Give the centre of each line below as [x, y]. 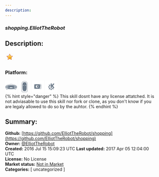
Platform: [16, 73]
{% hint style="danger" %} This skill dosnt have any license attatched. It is [80, 96]
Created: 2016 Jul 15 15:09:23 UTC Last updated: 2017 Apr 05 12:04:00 [77, 149]
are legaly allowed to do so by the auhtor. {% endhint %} [62, 106]
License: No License [26, 159]
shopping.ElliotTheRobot [35, 28]
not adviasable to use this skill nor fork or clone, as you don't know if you [78, 101]
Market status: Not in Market [35, 164]
